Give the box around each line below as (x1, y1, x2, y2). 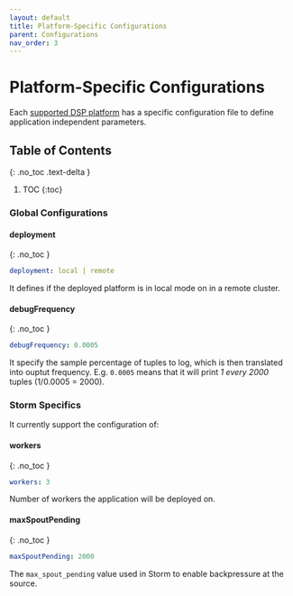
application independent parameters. (9, 116, 147, 127)
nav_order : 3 (9, 38, 59, 48)
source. (9, 578, 38, 589)
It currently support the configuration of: (9, 419, 160, 430)
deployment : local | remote (9, 267, 115, 276)
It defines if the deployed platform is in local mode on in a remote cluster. (9, 283, 281, 293)
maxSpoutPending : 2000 (9, 552, 95, 561)
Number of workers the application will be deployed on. (9, 493, 216, 505)
